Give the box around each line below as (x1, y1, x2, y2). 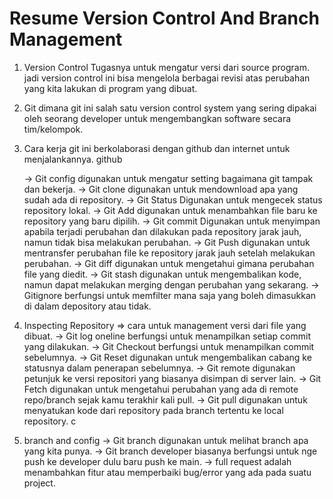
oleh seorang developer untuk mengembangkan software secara (23, 112, 292, 124)
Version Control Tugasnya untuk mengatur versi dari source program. (23, 61, 310, 73)
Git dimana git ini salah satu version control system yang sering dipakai (23, 102, 317, 114)
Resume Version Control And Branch (9, 7, 320, 30)
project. (23, 477, 56, 489)
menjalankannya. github (23, 153, 123, 165)
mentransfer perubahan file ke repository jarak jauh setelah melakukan (23, 247, 316, 259)
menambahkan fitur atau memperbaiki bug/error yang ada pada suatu (23, 466, 312, 478)
